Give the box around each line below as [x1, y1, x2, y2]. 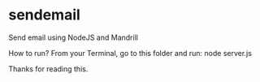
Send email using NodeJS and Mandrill [8, 32, 138, 42]
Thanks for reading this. [8, 63, 89, 74]
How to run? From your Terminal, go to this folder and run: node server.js [8, 48, 252, 58]
